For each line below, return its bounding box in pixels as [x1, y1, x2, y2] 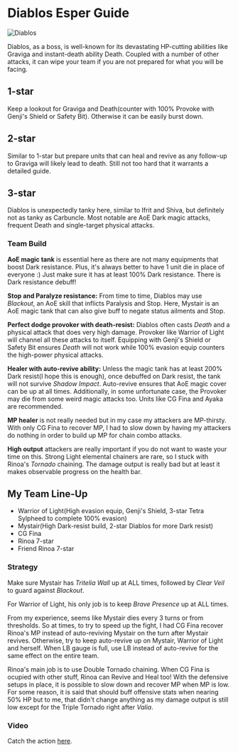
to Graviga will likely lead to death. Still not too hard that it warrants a [7, 159, 209, 168]
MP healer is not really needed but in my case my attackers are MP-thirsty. [7, 416, 227, 424]
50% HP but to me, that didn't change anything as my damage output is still [7, 695, 229, 704]
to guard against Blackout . [7, 586, 85, 594]
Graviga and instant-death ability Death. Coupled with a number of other [7, 50, 220, 58]
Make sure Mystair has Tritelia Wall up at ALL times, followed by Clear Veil [7, 578, 225, 587]
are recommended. [7, 402, 63, 410]
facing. [7, 65, 28, 73]
